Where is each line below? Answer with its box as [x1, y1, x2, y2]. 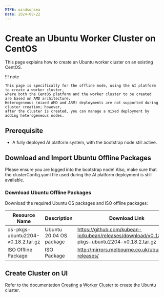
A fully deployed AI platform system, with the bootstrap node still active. [12, 140, 157, 146]
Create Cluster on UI [5, 269, 68, 277]
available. [5, 177, 24, 183]
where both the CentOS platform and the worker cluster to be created [5, 92, 152, 97]
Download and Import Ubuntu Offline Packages [5, 153, 151, 162]
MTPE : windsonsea [5, 7, 41, 12]
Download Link [109, 215, 145, 222]
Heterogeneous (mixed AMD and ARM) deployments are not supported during [5, 101, 159, 106]
